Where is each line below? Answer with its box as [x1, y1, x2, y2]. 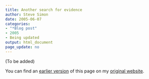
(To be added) [5, 58, 35, 64]
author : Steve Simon [5, 12, 49, 17]
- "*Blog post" [5, 26, 37, 31]
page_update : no [5, 44, 39, 49]
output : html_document [5, 40, 53, 45]
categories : [5, 21, 30, 26]
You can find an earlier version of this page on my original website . [5, 68, 144, 74]
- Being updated [5, 35, 39, 40]
